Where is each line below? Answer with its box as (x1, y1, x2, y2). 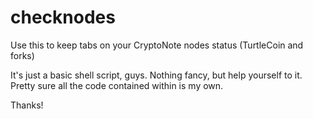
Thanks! (10, 99, 44, 111)
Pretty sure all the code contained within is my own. (10, 79, 224, 91)
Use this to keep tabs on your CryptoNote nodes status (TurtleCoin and (10, 39, 304, 51)
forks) (10, 49, 35, 61)
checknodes (10, 6, 116, 29)
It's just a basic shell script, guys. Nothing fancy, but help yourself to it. (10, 69, 303, 81)
